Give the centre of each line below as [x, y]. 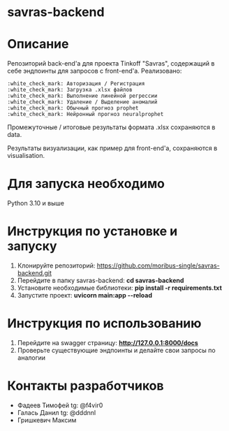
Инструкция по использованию [104, 324]
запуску [32, 246]
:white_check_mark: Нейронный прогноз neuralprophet [86, 115]
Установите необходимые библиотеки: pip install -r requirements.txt [119, 288]
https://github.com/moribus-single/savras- [158, 265]
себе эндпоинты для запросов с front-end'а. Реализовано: [95, 71]
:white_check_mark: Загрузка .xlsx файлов [70, 90]
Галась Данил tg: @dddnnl [57, 412]
